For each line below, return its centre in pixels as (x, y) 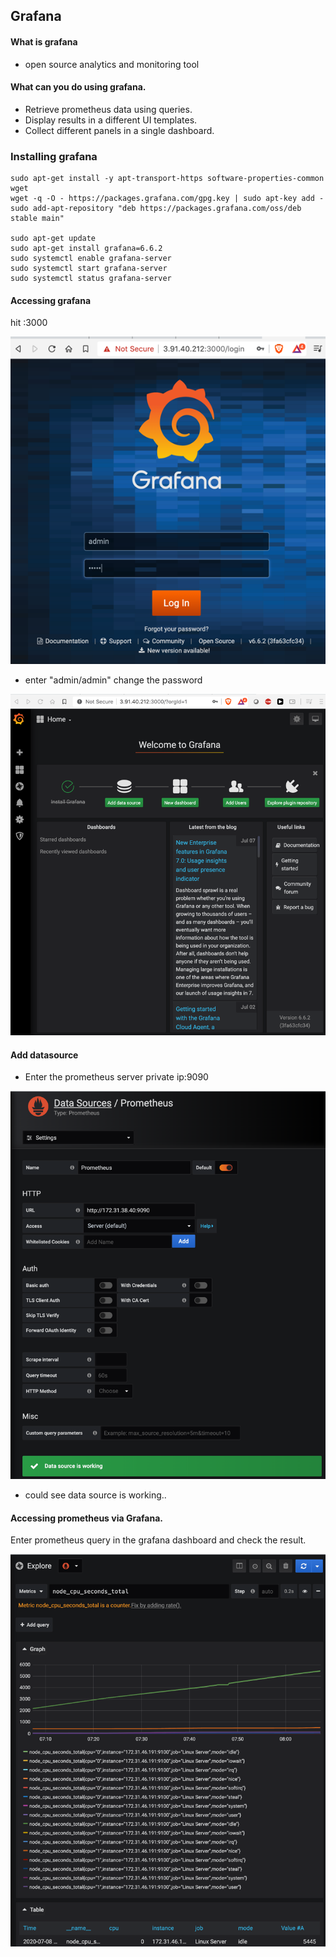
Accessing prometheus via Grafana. (86, 1518)
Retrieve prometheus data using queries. (108, 109)
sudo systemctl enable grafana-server (91, 259)
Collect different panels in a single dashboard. (119, 130)
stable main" (37, 219)
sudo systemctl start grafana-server (89, 269)
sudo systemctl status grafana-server (91, 279)
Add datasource (44, 1055)
